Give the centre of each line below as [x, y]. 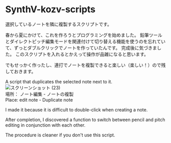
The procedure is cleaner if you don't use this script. [60, 135]
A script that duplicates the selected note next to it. [59, 81]
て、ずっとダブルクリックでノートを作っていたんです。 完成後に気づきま [81, 47]
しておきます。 [21, 71]
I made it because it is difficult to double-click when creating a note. [77, 110]
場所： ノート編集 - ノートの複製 [39, 94]
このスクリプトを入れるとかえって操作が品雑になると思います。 [82, 54]
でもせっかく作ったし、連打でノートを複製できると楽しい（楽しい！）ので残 [85, 65]
